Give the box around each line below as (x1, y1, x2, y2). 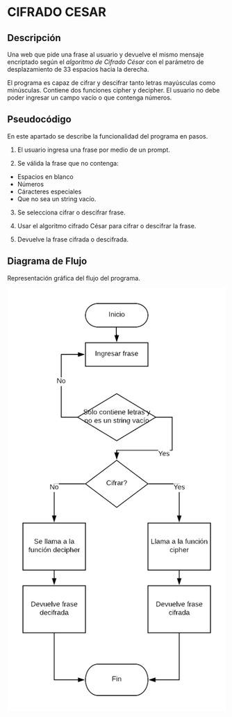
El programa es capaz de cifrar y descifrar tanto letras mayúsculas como (7, 79, 216, 87)
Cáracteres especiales (17, 187, 82, 196)
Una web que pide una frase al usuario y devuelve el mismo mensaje (7, 50, 204, 58)
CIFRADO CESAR (7, 4, 106, 20)
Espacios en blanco (17, 172, 74, 181)
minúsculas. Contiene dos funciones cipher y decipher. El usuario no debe (7, 86, 220, 94)
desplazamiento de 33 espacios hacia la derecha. (7, 65, 149, 73)
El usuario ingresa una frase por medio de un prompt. (17, 145, 170, 154)
